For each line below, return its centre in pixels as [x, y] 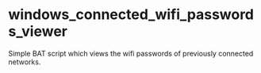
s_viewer [38, 31]
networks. [25, 62]
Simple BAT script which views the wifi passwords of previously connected [131, 53]
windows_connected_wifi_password [131, 15]
